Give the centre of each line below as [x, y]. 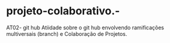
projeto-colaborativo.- [63, 11]
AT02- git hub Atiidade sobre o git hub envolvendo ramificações [85, 27]
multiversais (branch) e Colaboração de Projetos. [67, 33]
